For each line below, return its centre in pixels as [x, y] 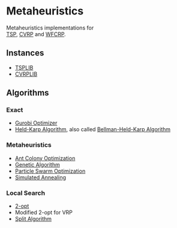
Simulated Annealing [40, 177]
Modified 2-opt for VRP [44, 212]
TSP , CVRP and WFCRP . [36, 34]
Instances [25, 53]
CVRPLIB [26, 74]
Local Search [26, 193]
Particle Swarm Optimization [50, 171]
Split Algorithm [33, 219]
